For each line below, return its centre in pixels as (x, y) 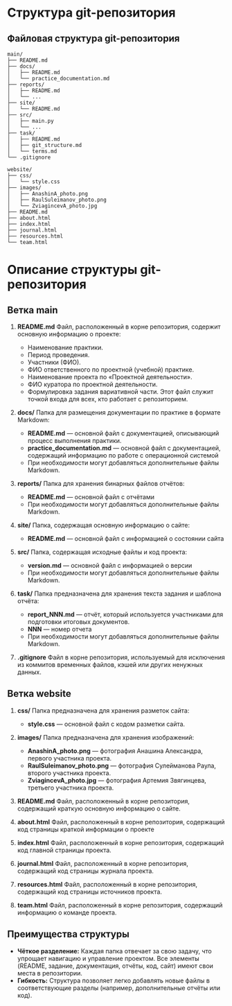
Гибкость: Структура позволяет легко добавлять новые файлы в (113, 980)
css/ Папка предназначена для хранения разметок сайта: (103, 710)
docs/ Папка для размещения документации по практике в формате (119, 413)
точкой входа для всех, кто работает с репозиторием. (108, 399)
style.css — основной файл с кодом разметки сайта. (106, 724)
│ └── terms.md (32, 151)
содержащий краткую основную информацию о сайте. (99, 808)
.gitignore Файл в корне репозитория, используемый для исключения (121, 657)
